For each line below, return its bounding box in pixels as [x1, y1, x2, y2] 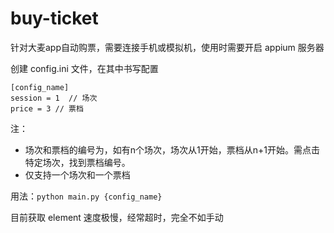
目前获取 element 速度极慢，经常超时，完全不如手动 [10, 211, 224, 223]
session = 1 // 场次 [10, 93, 98, 103]
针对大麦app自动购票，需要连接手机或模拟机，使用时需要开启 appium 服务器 [10, 41, 325, 53]
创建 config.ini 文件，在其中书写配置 [10, 62, 159, 74]
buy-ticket [10, 7, 99, 30]
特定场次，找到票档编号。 [24, 156, 131, 168]
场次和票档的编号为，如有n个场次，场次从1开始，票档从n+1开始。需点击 [24, 143, 320, 156]
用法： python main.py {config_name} [10, 190, 163, 202]
